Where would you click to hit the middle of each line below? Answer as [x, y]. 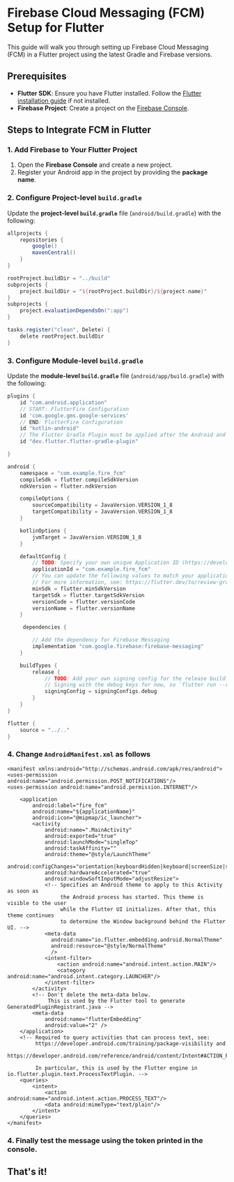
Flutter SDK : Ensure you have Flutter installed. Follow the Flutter [109, 93]
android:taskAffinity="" [80, 848]
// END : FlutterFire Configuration [71, 422]
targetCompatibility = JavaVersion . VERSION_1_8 [102, 512]
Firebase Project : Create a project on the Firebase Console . [103, 108]
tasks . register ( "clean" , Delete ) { [59, 330]
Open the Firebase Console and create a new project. [95, 165]
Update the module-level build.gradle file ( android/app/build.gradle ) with [116, 376]
